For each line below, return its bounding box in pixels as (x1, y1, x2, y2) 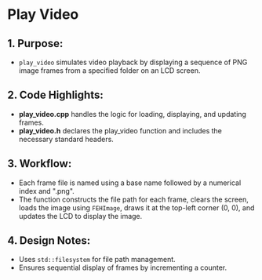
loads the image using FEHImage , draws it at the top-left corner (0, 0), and (18, 202, 255, 213)
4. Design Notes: (7, 234, 91, 248)
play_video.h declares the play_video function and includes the (18, 125, 223, 135)
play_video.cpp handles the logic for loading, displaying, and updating (18, 109, 246, 118)
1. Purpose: (7, 37, 64, 50)
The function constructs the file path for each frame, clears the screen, (18, 195, 249, 204)
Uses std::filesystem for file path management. (18, 255, 176, 264)
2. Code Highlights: (7, 89, 104, 102)
